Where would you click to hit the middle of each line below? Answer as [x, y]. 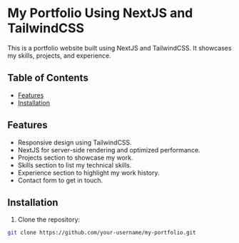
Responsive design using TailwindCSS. [75, 142]
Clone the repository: [49, 219]
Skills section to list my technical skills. [75, 165]
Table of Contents [48, 78]
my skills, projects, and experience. [60, 56]
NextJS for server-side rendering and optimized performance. [109, 150]
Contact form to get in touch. [60, 180]
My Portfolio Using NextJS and [100, 13]
